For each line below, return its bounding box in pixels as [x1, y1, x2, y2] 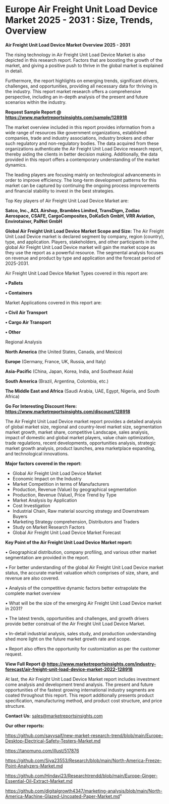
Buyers [12, 513, 28, 519]
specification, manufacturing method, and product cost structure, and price [5, 698, 162, 704]
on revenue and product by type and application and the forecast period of [5, 255, 161, 261]
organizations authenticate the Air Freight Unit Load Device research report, [5, 145, 163, 151]
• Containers [5, 290, 33, 296]
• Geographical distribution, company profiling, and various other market [5, 549, 157, 555]
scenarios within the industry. [5, 99, 67, 105]
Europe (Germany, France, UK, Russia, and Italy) [5, 358, 106, 364]
